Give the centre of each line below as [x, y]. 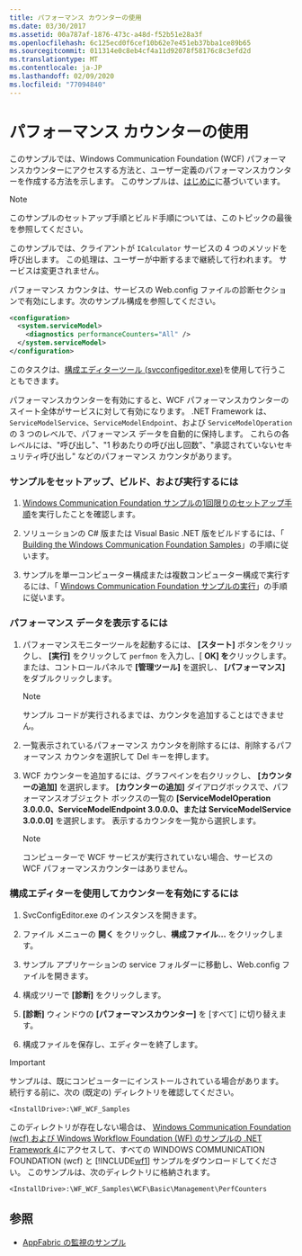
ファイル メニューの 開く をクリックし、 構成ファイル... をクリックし [149, 934]
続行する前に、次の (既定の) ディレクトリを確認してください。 [124, 1092]
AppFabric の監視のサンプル [74, 1242]
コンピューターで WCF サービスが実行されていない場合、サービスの [147, 857]
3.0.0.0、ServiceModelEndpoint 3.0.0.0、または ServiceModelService [157, 809]
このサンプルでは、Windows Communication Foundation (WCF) [127, 158]
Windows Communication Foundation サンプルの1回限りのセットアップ [153, 503]
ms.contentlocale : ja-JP [56, 68]
